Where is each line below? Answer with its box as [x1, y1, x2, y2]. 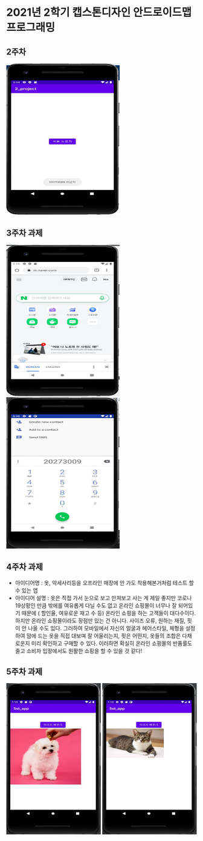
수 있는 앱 [14, 586, 38, 594]
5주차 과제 [6, 667, 43, 677]
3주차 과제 [6, 228, 43, 238]
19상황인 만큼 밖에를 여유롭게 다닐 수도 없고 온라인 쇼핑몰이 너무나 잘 [14, 601, 177, 609]
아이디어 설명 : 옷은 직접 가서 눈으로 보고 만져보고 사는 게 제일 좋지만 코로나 [14, 594, 192, 601]
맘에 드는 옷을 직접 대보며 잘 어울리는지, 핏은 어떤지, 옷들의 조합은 [26, 632, 181, 639]
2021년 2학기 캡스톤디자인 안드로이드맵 [6, 5, 192, 19]
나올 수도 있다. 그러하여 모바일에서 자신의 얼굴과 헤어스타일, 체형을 [28, 624, 184, 632]
